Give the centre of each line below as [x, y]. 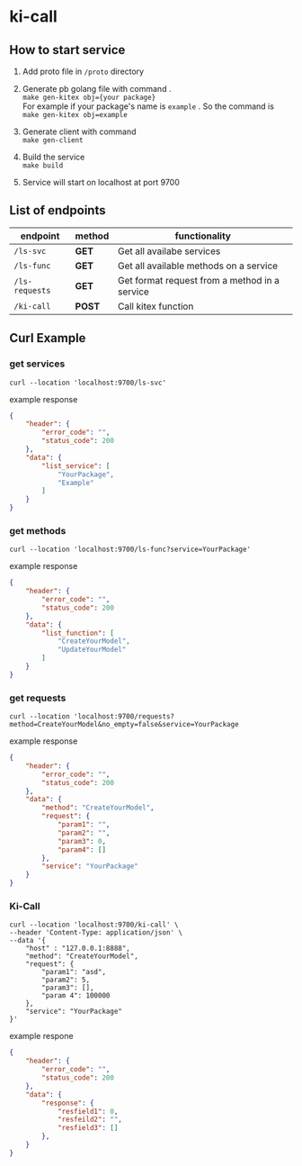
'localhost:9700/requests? [124, 717]
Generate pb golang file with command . [97, 89]
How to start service [67, 50]
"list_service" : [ [76, 465]
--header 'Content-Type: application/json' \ [96, 933]
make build [43, 166]
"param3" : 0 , [81, 841]
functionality [203, 236]
